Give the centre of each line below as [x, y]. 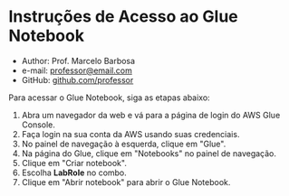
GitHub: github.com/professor [77, 79]
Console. [39, 125]
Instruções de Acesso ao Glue [124, 17]
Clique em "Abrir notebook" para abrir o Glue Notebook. [126, 182]
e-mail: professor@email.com [77, 70]
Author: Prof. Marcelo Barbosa [78, 61]
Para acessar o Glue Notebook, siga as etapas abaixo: [109, 98]
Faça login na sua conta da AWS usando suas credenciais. [130, 134]
